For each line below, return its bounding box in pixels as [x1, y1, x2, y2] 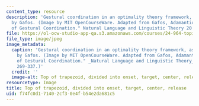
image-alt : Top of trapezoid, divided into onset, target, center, [11, 74, 182, 80]
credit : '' [11, 69, 38, 75]
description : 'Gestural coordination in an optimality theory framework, [6, 14, 192, 20]
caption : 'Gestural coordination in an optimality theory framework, [11, 47, 187, 53]
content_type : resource [6, 8, 65, 15]
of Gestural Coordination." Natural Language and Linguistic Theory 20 [11, 25, 192, 31]
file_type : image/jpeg [6, 36, 62, 42]
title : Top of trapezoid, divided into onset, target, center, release [6, 85, 187, 91]
